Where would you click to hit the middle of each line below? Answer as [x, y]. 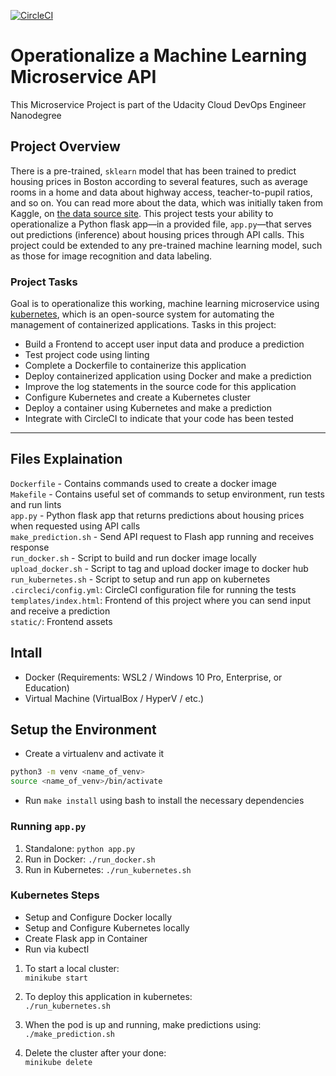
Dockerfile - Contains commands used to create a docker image [143, 483]
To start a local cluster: [72, 968]
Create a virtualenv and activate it [94, 754]
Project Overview [65, 146]
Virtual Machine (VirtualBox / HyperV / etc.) [114, 698]
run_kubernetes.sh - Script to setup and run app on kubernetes [140, 579]
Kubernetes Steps [55, 895]
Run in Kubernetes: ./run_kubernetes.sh [108, 869]
